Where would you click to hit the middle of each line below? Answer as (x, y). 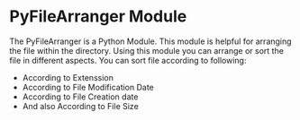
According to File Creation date (80, 97)
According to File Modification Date (88, 87)
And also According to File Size (81, 106)
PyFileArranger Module (98, 17)
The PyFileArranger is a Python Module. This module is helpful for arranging (150, 41)
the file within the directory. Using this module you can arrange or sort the (146, 50)
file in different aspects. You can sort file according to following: (128, 60)
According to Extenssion (68, 77)
